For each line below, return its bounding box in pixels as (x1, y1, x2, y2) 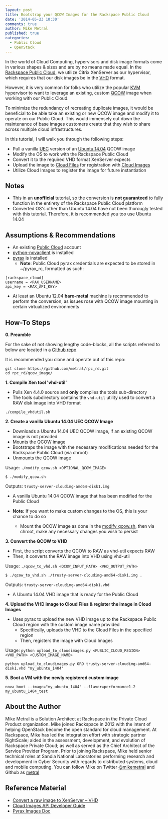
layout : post (5, 7, 33, 13)
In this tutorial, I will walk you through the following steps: (5, 136, 124, 142)
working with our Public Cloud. (5, 95, 69, 101)
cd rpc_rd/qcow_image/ (5, 371, 53, 376)
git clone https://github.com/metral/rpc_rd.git (5, 366, 109, 371)
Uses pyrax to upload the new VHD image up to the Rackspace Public (12, 616, 157, 622)
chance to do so (12, 514, 46, 520)
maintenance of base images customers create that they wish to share (5, 121, 151, 127)
